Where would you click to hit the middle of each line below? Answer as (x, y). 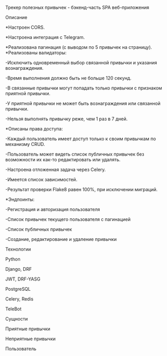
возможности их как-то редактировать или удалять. (63, 160)
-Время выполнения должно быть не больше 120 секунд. (69, 78)
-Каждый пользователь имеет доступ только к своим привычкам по (81, 139)
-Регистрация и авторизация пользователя (53, 209)
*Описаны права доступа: (34, 129)
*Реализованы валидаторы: (36, 53)
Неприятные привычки (31, 339)
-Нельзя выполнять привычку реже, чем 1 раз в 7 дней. (67, 119)
